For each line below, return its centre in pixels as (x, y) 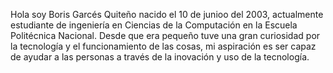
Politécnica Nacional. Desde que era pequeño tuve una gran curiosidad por (165, 35)
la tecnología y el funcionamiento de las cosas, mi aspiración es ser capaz (163, 46)
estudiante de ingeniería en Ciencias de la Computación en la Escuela (154, 25)
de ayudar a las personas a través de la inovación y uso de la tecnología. (160, 57)
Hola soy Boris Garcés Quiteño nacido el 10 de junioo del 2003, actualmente (167, 14)
